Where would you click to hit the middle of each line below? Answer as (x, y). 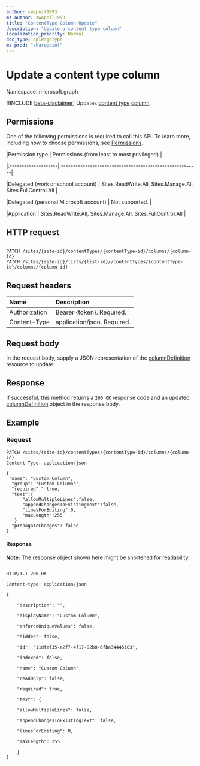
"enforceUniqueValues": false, (56, 626)
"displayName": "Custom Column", (59, 616)
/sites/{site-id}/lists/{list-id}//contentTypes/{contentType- (103, 262)
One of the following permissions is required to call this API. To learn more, (99, 136)
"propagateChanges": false (45, 526)
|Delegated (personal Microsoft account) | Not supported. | (79, 202)
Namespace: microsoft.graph (42, 91)
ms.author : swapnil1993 (36, 17)
